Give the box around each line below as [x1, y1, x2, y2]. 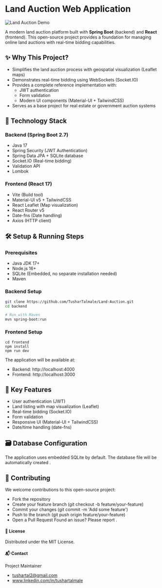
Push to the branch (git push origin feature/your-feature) [12, 511, 126, 517]
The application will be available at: [5, 357, 75, 363]
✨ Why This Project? [5, 54, 69, 62]
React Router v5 [12, 207, 45, 213]
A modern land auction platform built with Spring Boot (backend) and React [5, 29, 157, 35]
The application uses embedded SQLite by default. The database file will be [5, 454, 157, 460]
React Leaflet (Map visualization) [12, 202, 78, 208]
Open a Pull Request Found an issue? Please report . [12, 517, 118, 523]
